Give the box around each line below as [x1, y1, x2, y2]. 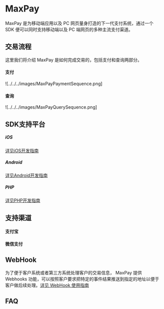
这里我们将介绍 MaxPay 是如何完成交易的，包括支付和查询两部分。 [5, 57, 142, 63]
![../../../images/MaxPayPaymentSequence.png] [5, 81, 103, 87]
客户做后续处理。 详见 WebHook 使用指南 [5, 282, 89, 288]
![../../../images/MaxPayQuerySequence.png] [5, 104, 97, 110]
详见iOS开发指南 [5, 147, 39, 153]
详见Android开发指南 [5, 172, 48, 178]
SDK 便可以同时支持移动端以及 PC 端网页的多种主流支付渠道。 [5, 26, 133, 33]
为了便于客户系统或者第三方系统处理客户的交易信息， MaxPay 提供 [5, 269, 142, 275]
